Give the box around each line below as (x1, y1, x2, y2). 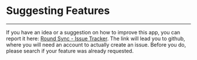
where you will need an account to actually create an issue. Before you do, (6, 41, 186, 48)
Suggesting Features (6, 4, 110, 17)
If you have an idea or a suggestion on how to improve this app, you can (6, 29, 181, 36)
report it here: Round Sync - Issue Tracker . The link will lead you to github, (6, 35, 186, 42)
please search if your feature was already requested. (6, 47, 134, 54)
